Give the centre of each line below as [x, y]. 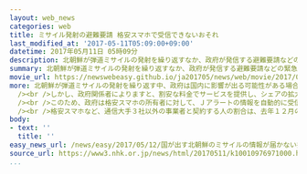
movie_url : [30, 77]
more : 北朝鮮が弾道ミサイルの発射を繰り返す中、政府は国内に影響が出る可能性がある [148, 86]
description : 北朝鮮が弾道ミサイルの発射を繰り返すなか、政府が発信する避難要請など [152, 60]
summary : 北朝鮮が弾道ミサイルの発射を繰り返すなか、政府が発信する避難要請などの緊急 [154, 69]
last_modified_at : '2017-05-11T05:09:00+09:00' [102, 43]
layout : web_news [42, 18]
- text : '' [30, 128]
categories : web [40, 26]
